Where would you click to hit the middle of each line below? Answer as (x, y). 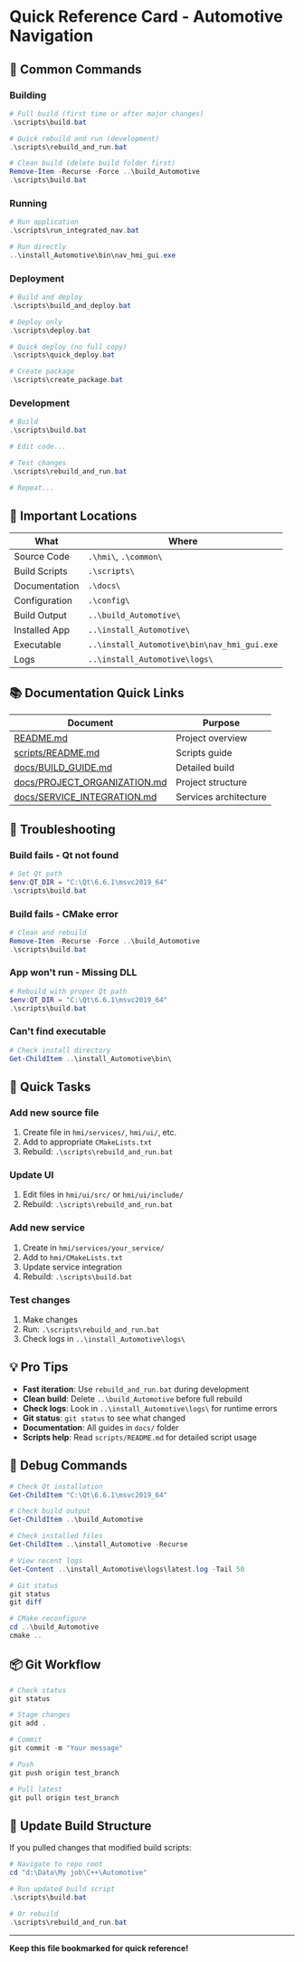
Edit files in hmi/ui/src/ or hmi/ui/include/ (103, 1195)
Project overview (212, 738)
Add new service (47, 1228)
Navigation (51, 36)
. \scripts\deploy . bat (50, 330)
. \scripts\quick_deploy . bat (62, 355)
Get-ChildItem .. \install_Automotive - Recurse (99, 1545)
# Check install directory (60, 1050)
